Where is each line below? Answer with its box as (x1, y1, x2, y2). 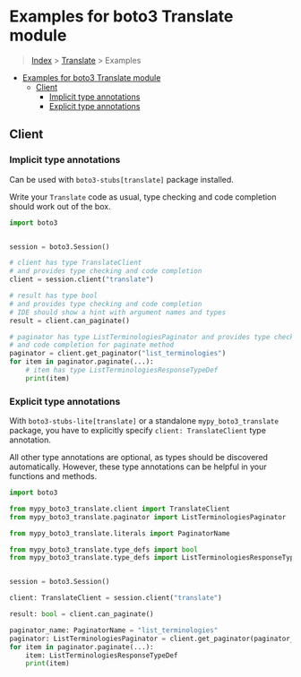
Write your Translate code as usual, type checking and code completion (9, 191, 277, 202)
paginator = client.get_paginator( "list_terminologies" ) (9, 349, 227, 358)
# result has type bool (9, 291, 99, 300)
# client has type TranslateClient (9, 258, 142, 268)
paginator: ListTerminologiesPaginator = (9, 634, 167, 643)
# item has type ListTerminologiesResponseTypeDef (25, 365, 219, 374)
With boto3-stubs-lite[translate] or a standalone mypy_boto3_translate (9, 416, 279, 426)
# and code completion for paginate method (9, 340, 175, 350)
